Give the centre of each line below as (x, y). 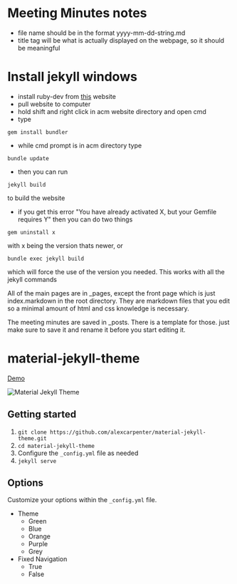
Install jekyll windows (72, 77)
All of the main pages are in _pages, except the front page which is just (111, 293)
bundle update (28, 158)
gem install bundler (38, 132)
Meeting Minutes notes (77, 13)
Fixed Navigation (42, 559)
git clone (32, 432)
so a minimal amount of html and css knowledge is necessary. (99, 308)
